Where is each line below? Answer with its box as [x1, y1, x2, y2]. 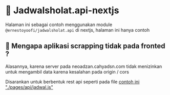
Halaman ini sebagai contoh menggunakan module [5, 21, 113, 28]
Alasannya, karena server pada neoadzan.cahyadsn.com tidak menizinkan [5, 63, 162, 69]
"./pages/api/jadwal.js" [5, 84, 53, 90]
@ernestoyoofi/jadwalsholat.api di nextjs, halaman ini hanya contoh [5, 27, 150, 33]
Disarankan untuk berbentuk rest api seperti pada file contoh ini [5, 79, 140, 85]
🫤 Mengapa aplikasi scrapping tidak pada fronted [5, 42, 165, 51]
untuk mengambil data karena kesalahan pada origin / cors [5, 68, 130, 75]
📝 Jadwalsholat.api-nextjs [5, 5, 119, 16]
